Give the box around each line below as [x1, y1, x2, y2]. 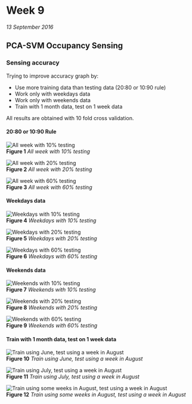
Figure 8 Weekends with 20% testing [6, 304, 97, 311]
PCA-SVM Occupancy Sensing [6, 41, 123, 51]
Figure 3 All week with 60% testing [6, 183, 92, 191]
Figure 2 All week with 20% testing [6, 166, 92, 173]
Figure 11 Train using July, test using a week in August [6, 373, 140, 380]
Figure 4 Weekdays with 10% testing [6, 217, 97, 224]
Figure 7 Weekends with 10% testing [6, 286, 97, 293]
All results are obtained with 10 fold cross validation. [6, 114, 134, 121]
